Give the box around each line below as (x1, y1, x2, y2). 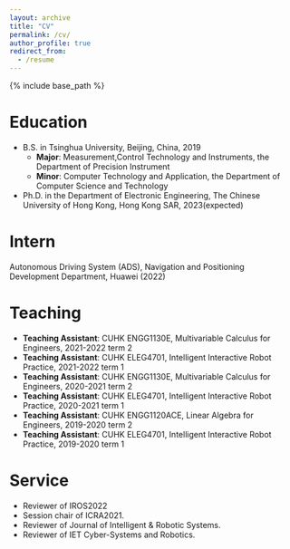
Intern (9, 232, 56, 252)
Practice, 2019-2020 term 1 (22, 438, 125, 449)
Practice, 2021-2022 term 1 (22, 361, 124, 372)
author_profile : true (9, 38, 92, 48)
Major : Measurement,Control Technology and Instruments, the (35, 151, 270, 162)
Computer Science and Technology (35, 180, 169, 191)
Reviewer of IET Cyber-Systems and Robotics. (22, 529, 196, 540)
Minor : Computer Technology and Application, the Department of (35, 170, 281, 181)
